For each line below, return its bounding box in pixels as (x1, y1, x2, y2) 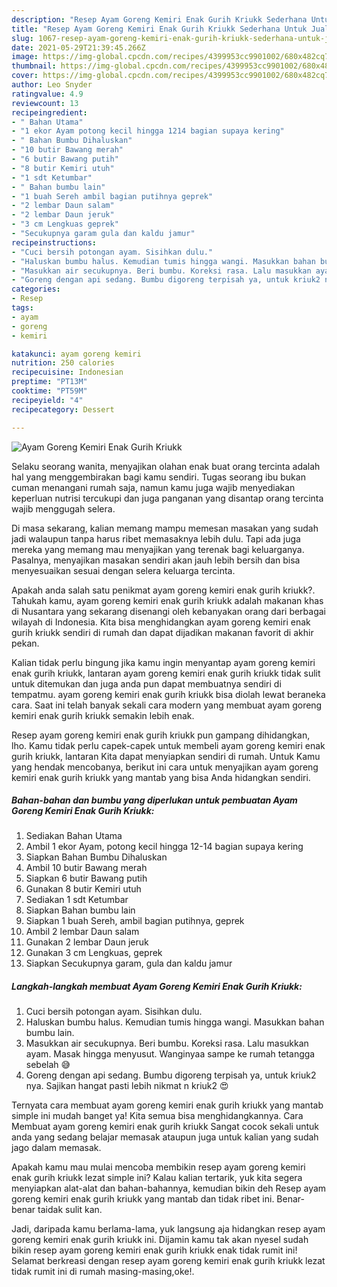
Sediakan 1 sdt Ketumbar (25, 894, 129, 906)
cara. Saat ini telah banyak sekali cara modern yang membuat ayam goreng (11, 699, 323, 711)
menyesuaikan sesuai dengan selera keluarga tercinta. (11, 564, 236, 576)
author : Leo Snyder (11, 80, 93, 90)
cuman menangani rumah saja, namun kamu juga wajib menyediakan (11, 481, 296, 493)
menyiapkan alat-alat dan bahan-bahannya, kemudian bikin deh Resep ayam (11, 1182, 327, 1195)
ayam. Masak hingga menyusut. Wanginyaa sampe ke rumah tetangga (25, 1048, 316, 1060)
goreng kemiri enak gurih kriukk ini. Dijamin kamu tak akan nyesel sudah (11, 1234, 309, 1246)
